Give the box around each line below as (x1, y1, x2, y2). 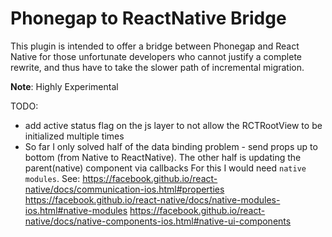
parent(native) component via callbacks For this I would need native (24, 162, 307, 174)
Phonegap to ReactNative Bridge (10, 7, 287, 30)
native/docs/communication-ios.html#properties (24, 183, 225, 195)
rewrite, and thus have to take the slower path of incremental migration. (10, 61, 305, 73)
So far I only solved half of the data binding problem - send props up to (24, 140, 318, 152)
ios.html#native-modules (24, 204, 128, 216)
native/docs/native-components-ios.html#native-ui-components (24, 215, 292, 227)
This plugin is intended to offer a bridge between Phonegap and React (10, 40, 300, 52)
